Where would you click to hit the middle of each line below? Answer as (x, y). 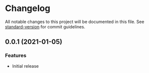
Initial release (25, 66)
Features (16, 56)
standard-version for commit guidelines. (45, 26)
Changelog (28, 8)
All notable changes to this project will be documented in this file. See (75, 22)
